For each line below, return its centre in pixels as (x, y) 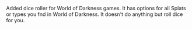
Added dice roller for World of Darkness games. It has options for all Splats (96, 8)
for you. (15, 20)
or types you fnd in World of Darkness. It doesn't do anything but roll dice (95, 14)
